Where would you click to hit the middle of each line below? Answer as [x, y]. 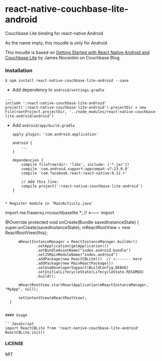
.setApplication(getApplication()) [73, 246]
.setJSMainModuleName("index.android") [77, 255]
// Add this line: [40, 182]
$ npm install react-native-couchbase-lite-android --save [67, 81]
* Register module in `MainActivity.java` [49, 203]
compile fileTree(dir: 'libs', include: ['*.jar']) [75, 165]
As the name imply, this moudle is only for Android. [57, 42]
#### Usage [16, 315]
